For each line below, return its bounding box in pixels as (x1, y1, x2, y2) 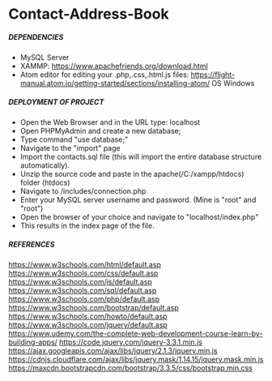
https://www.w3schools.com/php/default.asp (8, 294, 160, 304)
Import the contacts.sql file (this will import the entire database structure (19, 152, 262, 162)
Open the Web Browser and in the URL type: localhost (19, 118, 201, 127)
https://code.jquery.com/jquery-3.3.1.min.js (59, 337, 202, 347)
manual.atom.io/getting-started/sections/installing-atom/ (19, 79, 210, 88)
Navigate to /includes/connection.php (19, 186, 147, 196)
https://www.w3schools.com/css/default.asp (8, 268, 159, 278)
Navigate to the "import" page (19, 143, 121, 153)
